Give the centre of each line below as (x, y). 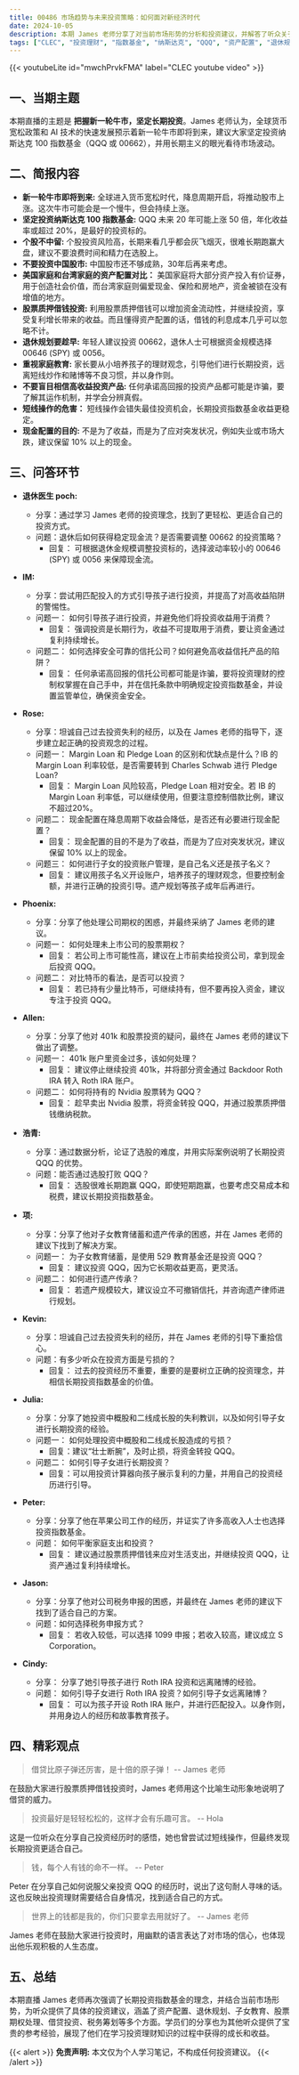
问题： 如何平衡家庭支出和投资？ (95, 1543)
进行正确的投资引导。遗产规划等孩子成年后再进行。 (166, 886)
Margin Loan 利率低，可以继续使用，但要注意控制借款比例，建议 (166, 797)
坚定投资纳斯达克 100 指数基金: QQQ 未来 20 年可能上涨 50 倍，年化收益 (155, 219)
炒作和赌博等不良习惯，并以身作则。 (112, 375)
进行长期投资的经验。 (74, 1429)
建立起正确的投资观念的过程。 (98, 742)
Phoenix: (39, 904)
